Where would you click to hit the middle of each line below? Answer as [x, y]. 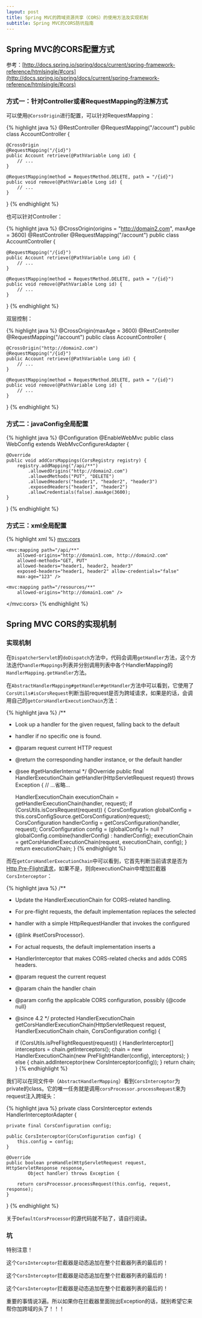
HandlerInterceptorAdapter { [42, 1115]
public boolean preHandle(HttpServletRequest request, [77, 1162]
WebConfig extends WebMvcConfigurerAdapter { [68, 444]
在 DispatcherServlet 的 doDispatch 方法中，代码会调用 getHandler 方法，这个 [99, 657]
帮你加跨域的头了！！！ [35, 1309]
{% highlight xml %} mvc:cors [43, 539]
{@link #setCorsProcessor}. [50, 935]
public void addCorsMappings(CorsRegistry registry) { [77, 461]
